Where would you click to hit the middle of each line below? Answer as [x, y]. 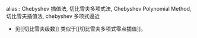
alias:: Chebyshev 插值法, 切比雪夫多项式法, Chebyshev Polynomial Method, [99, 9]
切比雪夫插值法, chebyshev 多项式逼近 [53, 16]
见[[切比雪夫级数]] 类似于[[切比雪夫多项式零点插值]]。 [80, 29]
